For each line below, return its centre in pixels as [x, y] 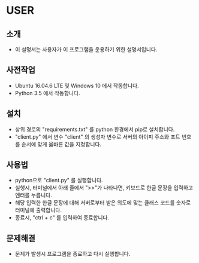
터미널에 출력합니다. [38, 210]
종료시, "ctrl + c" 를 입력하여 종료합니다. [62, 218]
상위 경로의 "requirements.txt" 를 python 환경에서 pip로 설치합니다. [95, 129]
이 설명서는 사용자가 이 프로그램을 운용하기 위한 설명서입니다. [86, 49]
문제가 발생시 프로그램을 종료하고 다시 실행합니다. [73, 254]
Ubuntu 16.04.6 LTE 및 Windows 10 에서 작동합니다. [77, 85]
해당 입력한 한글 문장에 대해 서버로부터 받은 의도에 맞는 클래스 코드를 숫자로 [103, 203]
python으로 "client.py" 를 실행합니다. [59, 181]
